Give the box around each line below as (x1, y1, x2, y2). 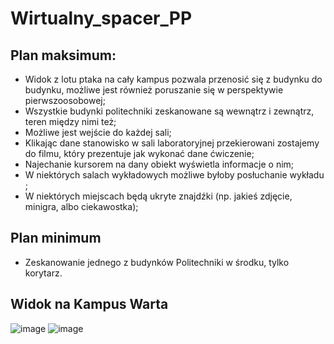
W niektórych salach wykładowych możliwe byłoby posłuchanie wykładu (24, 169, 325, 181)
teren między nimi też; (24, 116, 117, 127)
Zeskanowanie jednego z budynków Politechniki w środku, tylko (24, 256, 290, 268)
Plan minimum (10, 230, 102, 247)
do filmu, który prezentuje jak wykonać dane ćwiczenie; (24, 148, 255, 159)
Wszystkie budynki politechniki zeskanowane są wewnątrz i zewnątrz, (24, 105, 315, 117)
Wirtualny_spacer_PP (10, 7, 193, 30)
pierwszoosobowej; (24, 95, 106, 106)
